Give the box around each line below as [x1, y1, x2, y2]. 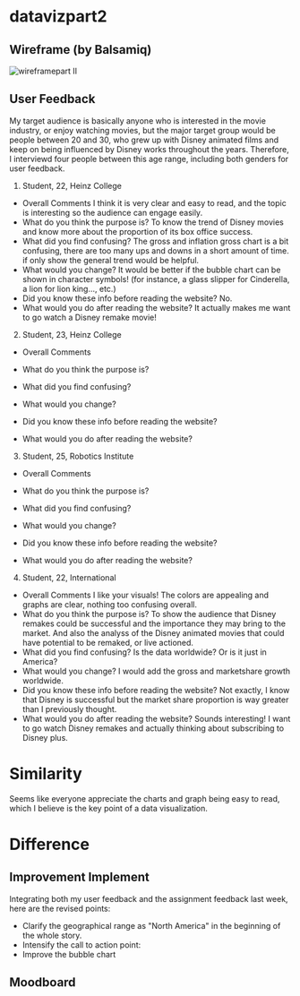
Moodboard [9, 975, 76, 991]
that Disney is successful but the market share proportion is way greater [21, 694, 289, 705]
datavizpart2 [9, 6, 107, 27]
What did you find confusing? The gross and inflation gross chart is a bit [21, 236, 289, 246]
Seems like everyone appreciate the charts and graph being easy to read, [9, 793, 280, 803]
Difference [9, 834, 90, 854]
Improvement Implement [9, 870, 150, 885]
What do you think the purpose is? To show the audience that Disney [21, 608, 277, 619]
